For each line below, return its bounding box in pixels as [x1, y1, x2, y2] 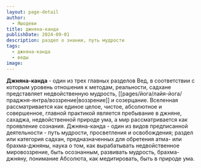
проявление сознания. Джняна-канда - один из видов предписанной [6, 122, 188, 130]
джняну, [6, 155, 28, 162]
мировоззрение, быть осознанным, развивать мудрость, [6, 148, 156, 156]
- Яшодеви [12, 20, 37, 26]
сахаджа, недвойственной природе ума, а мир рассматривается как [6, 115, 188, 123]
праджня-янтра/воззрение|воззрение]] [6, 96, 110, 104]
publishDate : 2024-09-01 [6, 32, 70, 38]
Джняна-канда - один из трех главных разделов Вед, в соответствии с [6, 77, 195, 84]
